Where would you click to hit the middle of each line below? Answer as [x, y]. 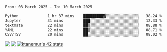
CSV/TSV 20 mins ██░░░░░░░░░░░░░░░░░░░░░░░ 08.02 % [84, 35]
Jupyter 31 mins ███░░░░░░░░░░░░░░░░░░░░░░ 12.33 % [84, 21]
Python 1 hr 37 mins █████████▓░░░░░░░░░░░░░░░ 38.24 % [84, 16]
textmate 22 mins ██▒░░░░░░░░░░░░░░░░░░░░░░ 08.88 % [84, 25]
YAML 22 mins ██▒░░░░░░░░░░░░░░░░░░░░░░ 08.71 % [84, 30]
